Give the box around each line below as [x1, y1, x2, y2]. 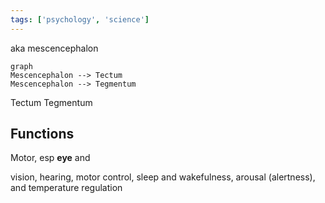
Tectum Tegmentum [10, 96, 93, 108]
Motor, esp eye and [10, 152, 91, 164]
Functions [10, 126, 75, 143]
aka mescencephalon [10, 42, 99, 54]
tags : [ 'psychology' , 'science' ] [10, 14, 150, 25]
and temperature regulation [10, 182, 123, 194]
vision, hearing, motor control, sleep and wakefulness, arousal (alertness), [10, 171, 316, 183]
